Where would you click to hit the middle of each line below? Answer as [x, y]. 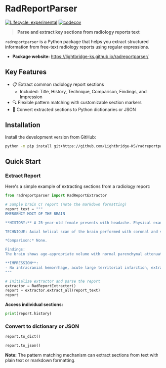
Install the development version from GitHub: [51, 137]
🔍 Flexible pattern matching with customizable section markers [77, 102]
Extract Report [23, 176]
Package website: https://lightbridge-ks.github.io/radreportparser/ [80, 56]
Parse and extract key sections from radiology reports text [78, 32]
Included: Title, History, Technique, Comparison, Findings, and [83, 91]
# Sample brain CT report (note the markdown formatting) [66, 204]
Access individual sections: [34, 305]
